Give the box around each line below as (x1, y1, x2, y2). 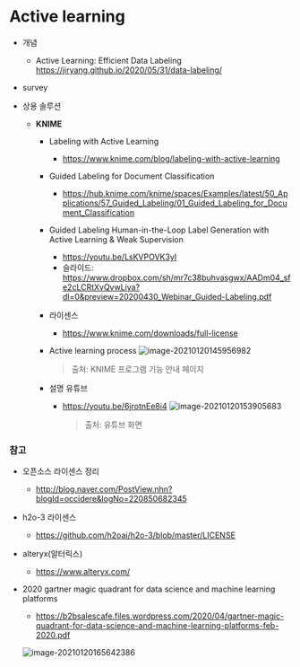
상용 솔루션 (21, 101, 62, 111)
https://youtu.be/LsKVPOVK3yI (62, 251, 177, 262)
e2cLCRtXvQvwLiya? (62, 281, 141, 293)
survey (21, 82, 48, 92)
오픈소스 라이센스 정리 (21, 466, 100, 477)
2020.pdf (35, 630, 71, 641)
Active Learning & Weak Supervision (48, 233, 184, 244)
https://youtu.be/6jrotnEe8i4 (62, 400, 167, 411)
